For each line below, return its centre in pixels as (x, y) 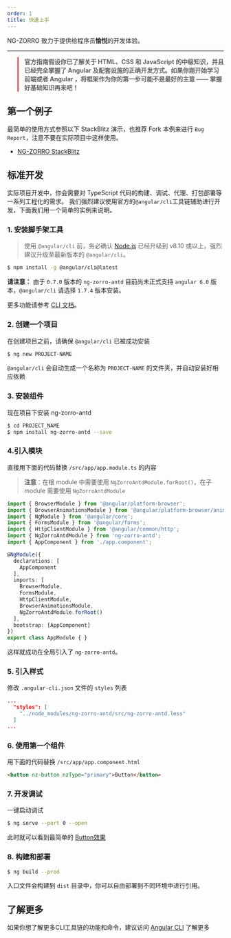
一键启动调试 (25, 810)
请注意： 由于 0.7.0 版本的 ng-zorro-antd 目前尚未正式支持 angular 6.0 (108, 282)
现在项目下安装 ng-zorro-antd (49, 412)
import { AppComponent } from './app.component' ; (80, 542)
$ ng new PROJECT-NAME (40, 354)
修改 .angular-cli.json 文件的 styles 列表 (67, 688)
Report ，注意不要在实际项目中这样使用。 (65, 138)
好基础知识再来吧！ (51, 88)
